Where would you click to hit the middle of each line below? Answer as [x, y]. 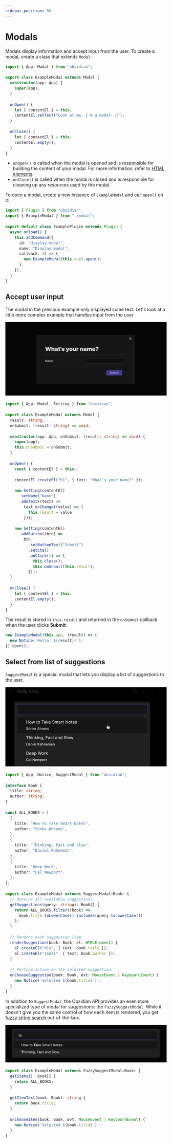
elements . [23, 174]
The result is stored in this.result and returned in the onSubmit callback [81, 620]
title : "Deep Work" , [36, 867]
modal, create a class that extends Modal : [49, 57]
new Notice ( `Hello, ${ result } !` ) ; [47, 641]
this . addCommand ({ [34, 237]
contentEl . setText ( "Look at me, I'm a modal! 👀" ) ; [70, 116]
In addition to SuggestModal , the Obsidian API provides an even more [77, 1001]
